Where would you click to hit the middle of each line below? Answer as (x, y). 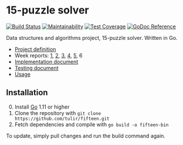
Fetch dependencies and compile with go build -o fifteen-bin (91, 124)
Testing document (36, 68)
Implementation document (46, 62)
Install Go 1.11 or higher (42, 107)
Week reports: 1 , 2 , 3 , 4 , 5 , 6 (48, 55)
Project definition (35, 49)
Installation (27, 92)
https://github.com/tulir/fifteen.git (62, 119)
